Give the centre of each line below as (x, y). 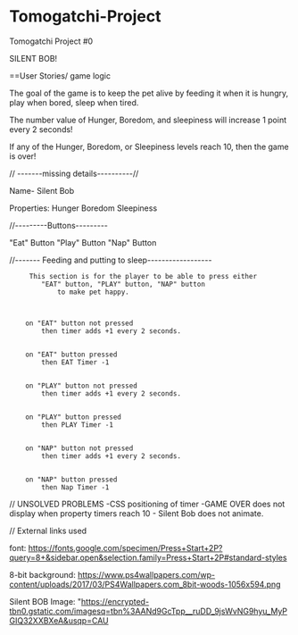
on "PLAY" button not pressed (82, 386)
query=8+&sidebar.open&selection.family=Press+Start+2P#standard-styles (148, 557)
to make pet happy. (93, 292)
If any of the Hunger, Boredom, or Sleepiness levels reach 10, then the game (149, 146)
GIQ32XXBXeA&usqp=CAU (59, 620)
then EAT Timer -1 (75, 362)
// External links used (48, 531)
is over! (23, 156)
